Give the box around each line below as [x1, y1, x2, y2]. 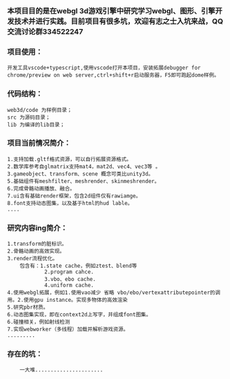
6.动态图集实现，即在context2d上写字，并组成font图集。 [7, 311, 152, 318]
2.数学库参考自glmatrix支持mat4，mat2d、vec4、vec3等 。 [7, 163, 161, 170]
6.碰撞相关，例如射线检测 [7, 319, 70, 326]
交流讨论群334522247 [7, 26, 84, 36]
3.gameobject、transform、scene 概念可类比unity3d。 [7, 171, 154, 177]
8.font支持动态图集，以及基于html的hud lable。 [7, 200, 133, 206]
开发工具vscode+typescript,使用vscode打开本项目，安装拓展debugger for [7, 64, 201, 72]
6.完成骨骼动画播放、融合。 [7, 185, 76, 192]
